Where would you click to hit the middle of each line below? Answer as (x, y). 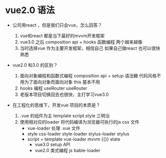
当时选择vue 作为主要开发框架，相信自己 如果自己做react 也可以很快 (90, 48)
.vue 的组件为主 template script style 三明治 (65, 115)
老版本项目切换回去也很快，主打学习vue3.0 (64, 94)
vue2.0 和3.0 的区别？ (35, 65)
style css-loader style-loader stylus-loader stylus (78, 133)
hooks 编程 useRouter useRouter (53, 88)
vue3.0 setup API (52, 144)
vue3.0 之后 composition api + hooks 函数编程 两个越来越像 (81, 42)
